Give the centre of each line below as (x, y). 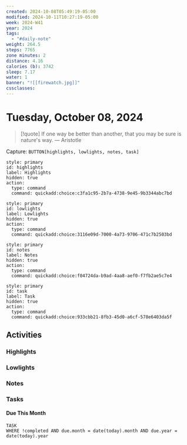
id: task (17, 291)
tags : (13, 34)
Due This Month (26, 413)
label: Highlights (29, 172)
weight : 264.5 (24, 45)
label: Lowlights (27, 214)
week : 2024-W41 (25, 22)
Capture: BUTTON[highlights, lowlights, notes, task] (73, 151)
